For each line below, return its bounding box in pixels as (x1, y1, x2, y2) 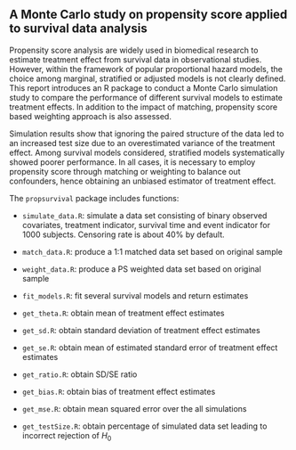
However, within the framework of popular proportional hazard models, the (9, 63, 283, 74)
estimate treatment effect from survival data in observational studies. (9, 53, 262, 65)
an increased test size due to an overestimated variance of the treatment (9, 137, 276, 148)
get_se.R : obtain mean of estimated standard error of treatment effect (21, 342, 278, 353)
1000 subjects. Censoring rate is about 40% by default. (21, 229, 225, 240)
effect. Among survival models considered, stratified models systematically (9, 147, 285, 158)
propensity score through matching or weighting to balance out (9, 166, 241, 176)
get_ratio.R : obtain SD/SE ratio (21, 369, 138, 380)
